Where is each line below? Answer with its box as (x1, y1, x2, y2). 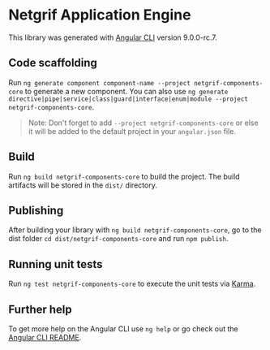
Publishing (8, 203, 64, 217)
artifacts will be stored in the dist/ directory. (8, 180, 158, 190)
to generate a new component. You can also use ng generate (24, 86, 229, 96)
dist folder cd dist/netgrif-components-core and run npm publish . (8, 234, 229, 244)
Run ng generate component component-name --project (8, 77, 191, 87)
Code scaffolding (8, 56, 97, 70)
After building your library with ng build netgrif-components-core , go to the (8, 225, 262, 235)
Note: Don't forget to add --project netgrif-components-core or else (28, 118, 259, 127)
